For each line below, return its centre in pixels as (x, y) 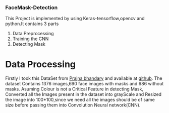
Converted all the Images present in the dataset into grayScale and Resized (83, 94)
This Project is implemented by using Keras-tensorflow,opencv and (75, 19)
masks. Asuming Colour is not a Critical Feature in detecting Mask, (74, 89)
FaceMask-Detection (32, 8)
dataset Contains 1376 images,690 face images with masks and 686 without (84, 84)
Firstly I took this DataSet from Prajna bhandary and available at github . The (84, 78)
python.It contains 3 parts (32, 24)
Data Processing (41, 65)
